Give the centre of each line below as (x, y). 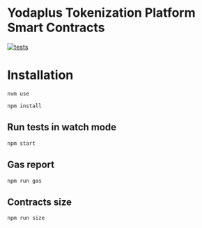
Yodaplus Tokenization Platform (102, 13)
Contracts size (39, 202)
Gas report (31, 165)
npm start (22, 143)
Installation (40, 75)
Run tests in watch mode (62, 127)
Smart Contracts (56, 28)
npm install (24, 106)
